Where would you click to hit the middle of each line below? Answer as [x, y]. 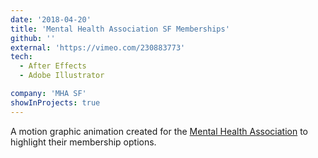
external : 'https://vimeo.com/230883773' [98, 47]
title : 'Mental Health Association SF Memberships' [120, 29]
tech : [21, 57]
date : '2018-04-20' [51, 19]
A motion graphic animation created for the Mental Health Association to [159, 131]
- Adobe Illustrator [62, 76]
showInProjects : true [55, 102]
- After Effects [53, 66]
